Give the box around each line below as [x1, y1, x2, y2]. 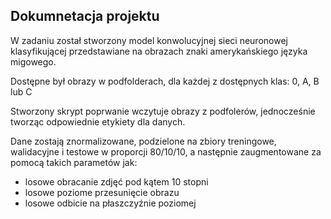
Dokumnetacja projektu [10, 8, 160, 25]
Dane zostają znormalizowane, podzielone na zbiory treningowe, [10, 135, 277, 147]
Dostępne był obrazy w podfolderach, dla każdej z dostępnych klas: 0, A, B [10, 75, 320, 87]
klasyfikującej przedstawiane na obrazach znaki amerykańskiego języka [10, 45, 308, 57]
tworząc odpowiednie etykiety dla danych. [10, 115, 186, 128]
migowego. [10, 55, 57, 68]
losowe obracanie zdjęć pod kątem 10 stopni [24, 175, 209, 188]
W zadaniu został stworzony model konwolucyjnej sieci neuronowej [10, 34, 288, 46]
